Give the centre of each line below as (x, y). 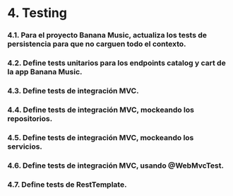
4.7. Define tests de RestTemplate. (67, 184)
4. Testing (37, 13)
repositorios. (30, 118)
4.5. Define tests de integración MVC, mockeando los (101, 137)
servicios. (25, 146)
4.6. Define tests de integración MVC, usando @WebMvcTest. (116, 166)
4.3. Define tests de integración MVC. (73, 91)
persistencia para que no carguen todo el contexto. (97, 44)
